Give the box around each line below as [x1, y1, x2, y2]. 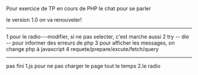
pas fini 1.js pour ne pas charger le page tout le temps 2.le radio [6, 63, 161, 69]
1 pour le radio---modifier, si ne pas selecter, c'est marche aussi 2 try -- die [6, 33, 190, 40]
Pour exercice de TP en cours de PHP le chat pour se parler [6, 5, 151, 12]
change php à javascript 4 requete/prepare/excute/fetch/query [6, 46, 159, 52]
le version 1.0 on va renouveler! [6, 16, 82, 23]
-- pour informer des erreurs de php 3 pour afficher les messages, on [6, 39, 175, 46]
